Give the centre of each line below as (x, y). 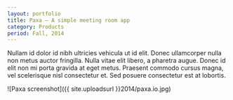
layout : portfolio (34, 14)
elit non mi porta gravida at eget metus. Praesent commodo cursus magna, (115, 68)
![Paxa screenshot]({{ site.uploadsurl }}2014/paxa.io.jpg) (89, 89)
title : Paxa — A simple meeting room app (69, 20)
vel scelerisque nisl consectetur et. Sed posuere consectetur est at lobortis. (116, 76)
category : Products (36, 27)
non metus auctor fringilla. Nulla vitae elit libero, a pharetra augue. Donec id (116, 61)
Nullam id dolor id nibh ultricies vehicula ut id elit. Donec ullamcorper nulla (115, 53)
